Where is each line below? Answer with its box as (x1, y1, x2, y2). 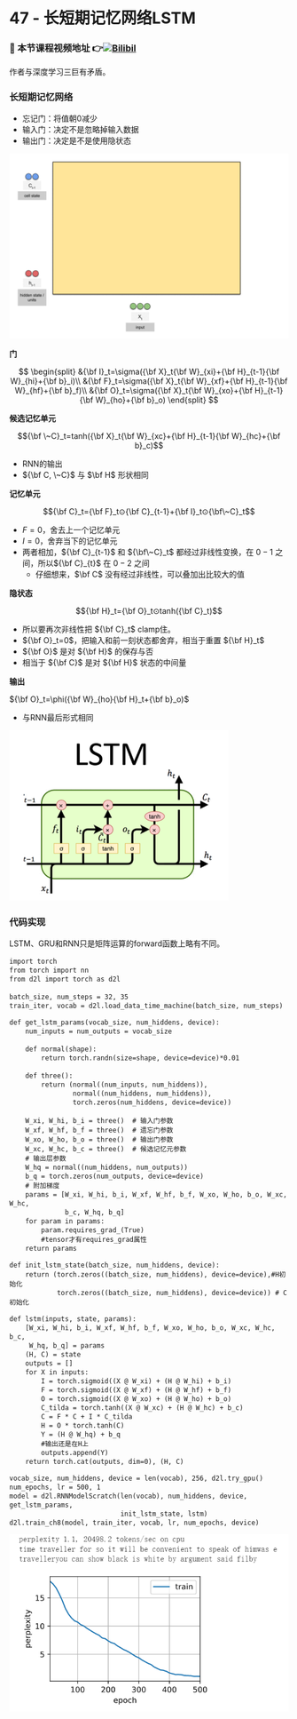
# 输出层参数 (25, 1154, 66, 1163)
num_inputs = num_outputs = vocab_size (25, 1027, 173, 1036)
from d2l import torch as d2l (9, 975, 121, 983)
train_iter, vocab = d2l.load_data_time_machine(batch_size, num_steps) (9, 1001, 284, 1010)
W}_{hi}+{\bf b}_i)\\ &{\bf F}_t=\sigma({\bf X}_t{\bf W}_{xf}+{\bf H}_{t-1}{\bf (10, 376, 288, 386)
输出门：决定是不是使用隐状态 (21, 135, 131, 146)
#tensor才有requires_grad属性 (41, 1235, 148, 1244)
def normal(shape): (25, 1045, 98, 1054)
